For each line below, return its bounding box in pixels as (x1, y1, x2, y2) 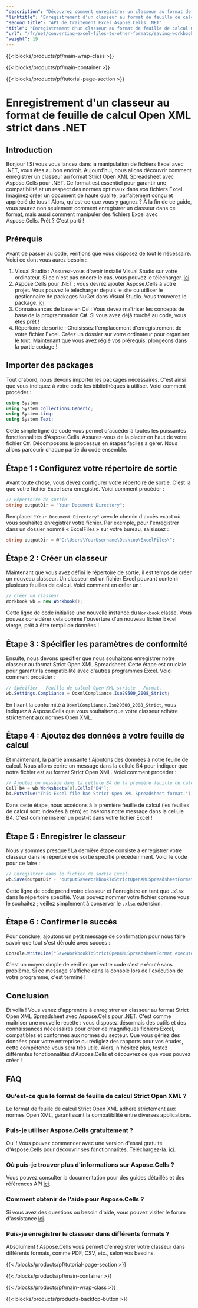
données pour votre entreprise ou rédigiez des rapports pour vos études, (6, 1038, 184, 1045)
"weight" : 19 (6, 36, 38, 42)
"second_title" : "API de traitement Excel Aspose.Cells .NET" (6, 20, 162, 25)
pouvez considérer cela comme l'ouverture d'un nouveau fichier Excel (6, 616, 177, 623)
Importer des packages (6, 360, 94, 371)
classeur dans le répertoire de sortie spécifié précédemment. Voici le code (6, 853, 187, 860)
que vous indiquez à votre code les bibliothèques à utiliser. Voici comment (6, 382, 186, 389)
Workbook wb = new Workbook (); (6, 598, 83, 604)
